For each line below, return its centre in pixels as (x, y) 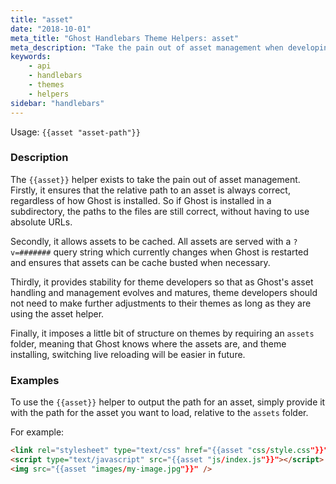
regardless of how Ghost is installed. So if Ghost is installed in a (141, 200)
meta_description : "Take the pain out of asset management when (147, 47)
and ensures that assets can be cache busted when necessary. (140, 262)
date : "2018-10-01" (51, 29)
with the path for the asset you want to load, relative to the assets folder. (159, 413)
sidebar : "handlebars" (57, 103)
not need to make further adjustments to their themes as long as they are (161, 303)
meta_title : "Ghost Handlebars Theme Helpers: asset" (125, 38)
